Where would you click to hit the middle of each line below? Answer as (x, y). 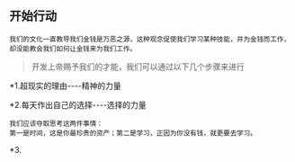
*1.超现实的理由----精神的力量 (65, 85)
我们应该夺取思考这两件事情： (56, 123)
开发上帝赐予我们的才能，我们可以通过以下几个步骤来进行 (138, 67)
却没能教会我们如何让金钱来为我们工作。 (73, 49)
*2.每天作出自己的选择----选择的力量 (78, 104)
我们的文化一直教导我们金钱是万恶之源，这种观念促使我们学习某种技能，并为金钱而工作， (150, 39)
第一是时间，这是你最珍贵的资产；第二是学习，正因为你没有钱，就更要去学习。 (133, 133)
